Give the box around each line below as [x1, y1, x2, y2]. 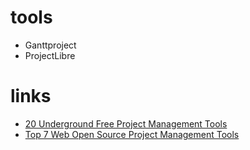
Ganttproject [24, 39, 77, 51]
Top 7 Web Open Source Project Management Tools [24, 128, 240, 140]
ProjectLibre [24, 49, 76, 61]
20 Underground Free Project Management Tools [24, 117, 228, 130]
